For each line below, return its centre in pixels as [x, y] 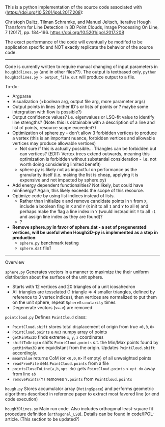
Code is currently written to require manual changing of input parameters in [82, 67]
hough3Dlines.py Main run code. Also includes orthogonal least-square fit [79, 409]
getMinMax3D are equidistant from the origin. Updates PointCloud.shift [83, 348]
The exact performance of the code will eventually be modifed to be [74, 42]
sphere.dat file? [35, 248]
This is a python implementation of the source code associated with [74, 7]
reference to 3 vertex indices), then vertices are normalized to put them [84, 297]
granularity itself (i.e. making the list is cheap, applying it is [79, 175]
